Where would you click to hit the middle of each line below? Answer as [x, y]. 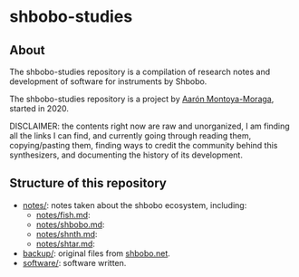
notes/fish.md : [63, 215]
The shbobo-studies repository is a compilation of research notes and [140, 72]
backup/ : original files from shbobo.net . [96, 253]
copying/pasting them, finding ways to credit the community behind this [144, 145]
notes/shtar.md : [65, 244]
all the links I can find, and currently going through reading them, [130, 136]
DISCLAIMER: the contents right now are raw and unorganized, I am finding [149, 126]
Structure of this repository [88, 183]
